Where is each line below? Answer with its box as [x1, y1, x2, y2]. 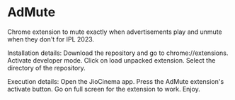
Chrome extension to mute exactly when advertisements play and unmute [7, 27, 222, 36]
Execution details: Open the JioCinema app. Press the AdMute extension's [7, 77, 224, 85]
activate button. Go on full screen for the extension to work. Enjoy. [7, 85, 200, 93]
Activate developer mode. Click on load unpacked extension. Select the [7, 56, 216, 64]
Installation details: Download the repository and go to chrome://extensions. [7, 49, 229, 57]
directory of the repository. [7, 63, 86, 72]
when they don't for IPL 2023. [7, 35, 94, 43]
